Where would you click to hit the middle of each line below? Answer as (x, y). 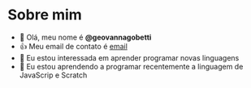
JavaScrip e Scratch (53, 75)
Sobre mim (45, 15)
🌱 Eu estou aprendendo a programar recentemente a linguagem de (131, 66)
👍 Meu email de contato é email (73, 46)
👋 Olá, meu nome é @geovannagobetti (85, 37)
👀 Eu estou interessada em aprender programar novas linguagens (129, 57)
